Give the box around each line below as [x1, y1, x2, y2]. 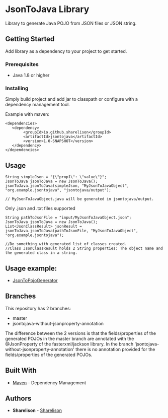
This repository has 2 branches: [5, 305, 71, 311]
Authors [5, 394, 32, 402]
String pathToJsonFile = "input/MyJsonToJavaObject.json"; [5, 215, 132, 220]
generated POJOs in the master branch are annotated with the [5, 335, 134, 341]
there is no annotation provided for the [75, 346, 155, 352]
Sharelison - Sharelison [12, 407, 62, 413]
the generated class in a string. [5, 250, 78, 255]
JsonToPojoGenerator [12, 277, 58, 283]
